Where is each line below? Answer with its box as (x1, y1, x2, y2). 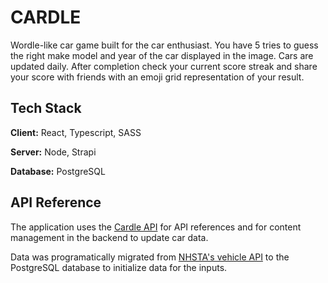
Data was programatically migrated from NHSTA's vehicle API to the (10, 251, 290, 263)
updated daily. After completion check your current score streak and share (10, 60, 318, 72)
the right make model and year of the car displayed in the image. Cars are (10, 49, 314, 61)
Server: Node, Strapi (10, 146, 97, 158)
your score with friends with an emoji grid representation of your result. (10, 71, 305, 83)
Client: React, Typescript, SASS (10, 126, 142, 138)
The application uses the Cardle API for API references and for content (10, 221, 302, 233)
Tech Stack (10, 100, 82, 117)
